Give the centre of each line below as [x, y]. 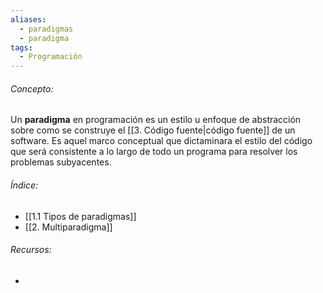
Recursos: [31, 250]
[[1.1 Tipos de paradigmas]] [80, 216]
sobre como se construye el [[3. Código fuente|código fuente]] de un [153, 130]
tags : [21, 47]
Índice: [24, 185]
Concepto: [32, 88]
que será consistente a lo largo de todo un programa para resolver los [154, 152]
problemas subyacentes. [61, 162]
